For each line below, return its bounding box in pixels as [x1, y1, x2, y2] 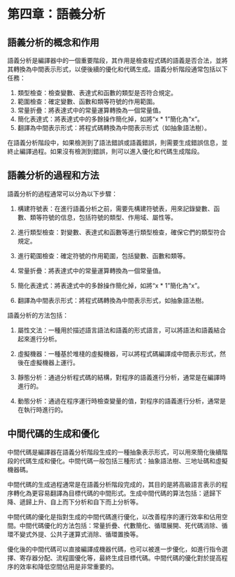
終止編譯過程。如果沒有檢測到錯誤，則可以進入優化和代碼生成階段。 [7, 148, 204, 155]
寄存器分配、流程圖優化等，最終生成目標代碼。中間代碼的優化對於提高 [19, 553, 222, 562]
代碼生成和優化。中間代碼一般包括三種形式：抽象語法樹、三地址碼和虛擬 [19, 456, 228, 465]
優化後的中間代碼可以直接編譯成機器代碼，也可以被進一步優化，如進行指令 [7, 545, 222, 553]
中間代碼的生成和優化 [7, 428, 99, 440]
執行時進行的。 [23, 405, 67, 413]
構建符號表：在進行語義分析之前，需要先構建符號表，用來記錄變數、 [17, 204, 214, 213]
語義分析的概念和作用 [7, 36, 99, 48]
